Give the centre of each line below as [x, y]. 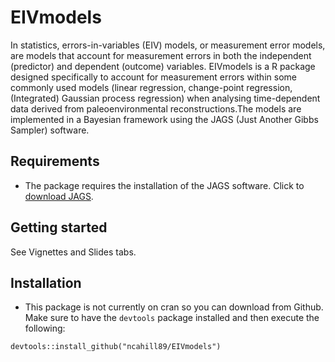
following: [45, 328]
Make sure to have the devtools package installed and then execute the [172, 318]
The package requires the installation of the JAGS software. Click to [164, 185]
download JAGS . [59, 196]
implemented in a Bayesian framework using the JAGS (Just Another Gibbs [164, 119]
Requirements [55, 161]
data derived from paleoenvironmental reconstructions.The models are [156, 108]
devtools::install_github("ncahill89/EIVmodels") [116, 347]
